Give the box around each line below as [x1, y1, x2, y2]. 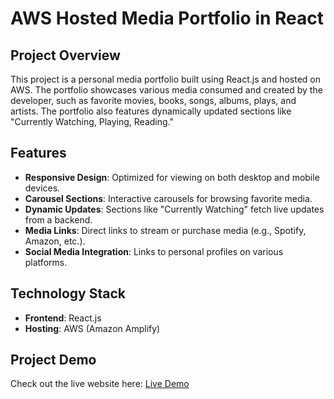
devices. [24, 182, 61, 194]
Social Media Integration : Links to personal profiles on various [24, 245, 284, 257]
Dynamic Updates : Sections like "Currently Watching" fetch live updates [24, 203, 325, 215]
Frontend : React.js [24, 312, 102, 324]
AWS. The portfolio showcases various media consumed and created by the [10, 84, 323, 96]
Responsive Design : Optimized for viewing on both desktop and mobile [24, 171, 320, 183]
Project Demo [10, 352, 97, 369]
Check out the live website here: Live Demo [10, 378, 190, 390]
